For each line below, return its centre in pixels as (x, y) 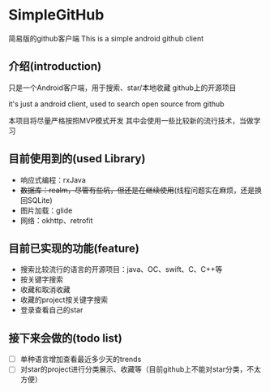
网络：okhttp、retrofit (56, 220)
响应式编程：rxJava (53, 179)
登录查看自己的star (51, 310)
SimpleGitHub (56, 15)
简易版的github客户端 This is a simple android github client (106, 38)
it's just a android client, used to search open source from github (116, 104)
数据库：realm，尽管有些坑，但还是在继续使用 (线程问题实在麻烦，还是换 (141, 190)
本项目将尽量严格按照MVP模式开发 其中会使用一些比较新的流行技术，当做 (131, 120)
